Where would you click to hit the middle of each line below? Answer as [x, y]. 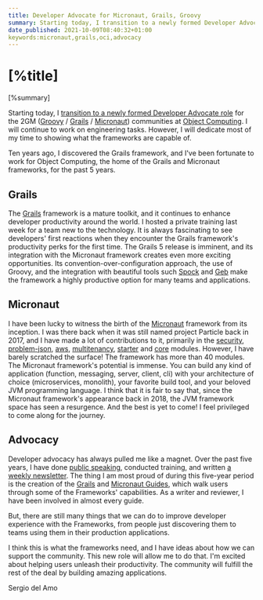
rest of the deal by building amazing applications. [87, 573]
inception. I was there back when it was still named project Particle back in [128, 332]
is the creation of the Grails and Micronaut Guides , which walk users [118, 484]
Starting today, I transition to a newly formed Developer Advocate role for [126, 113]
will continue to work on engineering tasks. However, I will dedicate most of [130, 129]
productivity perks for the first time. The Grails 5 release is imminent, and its [131, 247]
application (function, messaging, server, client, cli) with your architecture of [131, 373]
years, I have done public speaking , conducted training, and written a [120, 467]
